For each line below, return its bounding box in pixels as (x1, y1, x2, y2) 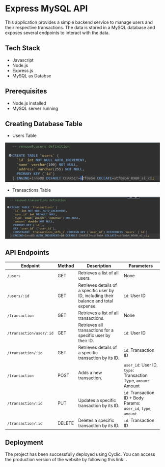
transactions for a (78, 327, 114, 333)
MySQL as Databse (12, 72, 52, 79)
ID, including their (78, 293, 114, 299)
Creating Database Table (5, 119, 82, 128)
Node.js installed (12, 100, 47, 106)
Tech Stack (5, 44, 40, 52)
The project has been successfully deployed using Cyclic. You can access (5, 451, 156, 457)
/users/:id (7, 294, 29, 299)
